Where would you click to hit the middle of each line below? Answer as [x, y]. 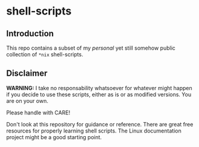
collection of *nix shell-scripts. [45, 54]
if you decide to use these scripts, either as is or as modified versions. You [99, 94]
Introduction [30, 34]
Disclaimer [27, 73]
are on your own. [27, 100]
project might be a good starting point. [54, 137]
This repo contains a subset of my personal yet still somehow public [91, 48]
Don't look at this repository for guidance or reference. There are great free [100, 124]
